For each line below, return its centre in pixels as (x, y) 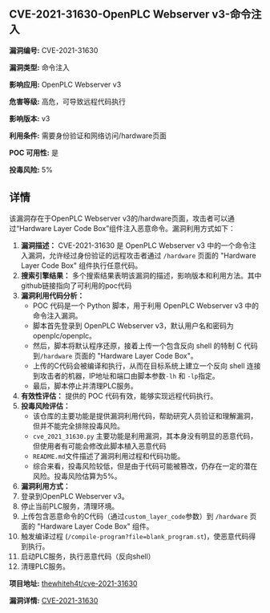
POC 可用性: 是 (34, 152)
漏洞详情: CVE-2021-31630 (54, 600)
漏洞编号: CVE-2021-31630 (54, 50)
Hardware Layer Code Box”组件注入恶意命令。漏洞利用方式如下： (127, 228)
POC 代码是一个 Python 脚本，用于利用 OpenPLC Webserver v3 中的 (146, 305)
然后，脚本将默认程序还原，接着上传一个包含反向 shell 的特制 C (137, 345)
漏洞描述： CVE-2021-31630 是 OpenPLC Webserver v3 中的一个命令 (135, 245)
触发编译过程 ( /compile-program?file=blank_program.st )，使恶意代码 (135, 536)
